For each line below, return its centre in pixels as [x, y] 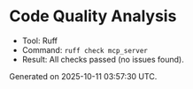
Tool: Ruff [39, 41]
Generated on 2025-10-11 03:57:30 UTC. [83, 76]
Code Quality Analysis [93, 16]
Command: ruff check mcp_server [85, 49]
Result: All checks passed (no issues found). [103, 59]
